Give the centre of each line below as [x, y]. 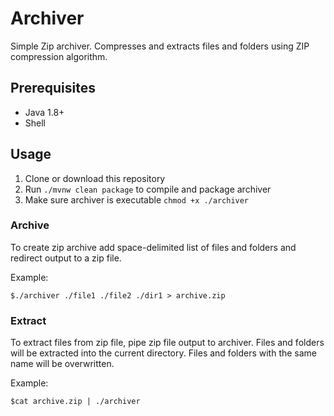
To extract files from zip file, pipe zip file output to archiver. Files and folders [167, 343]
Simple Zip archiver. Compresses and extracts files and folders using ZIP [160, 46]
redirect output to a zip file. [66, 258]
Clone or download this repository [95, 178]
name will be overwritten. [62, 364]
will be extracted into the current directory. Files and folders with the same [164, 353]
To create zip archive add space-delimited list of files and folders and [153, 247]
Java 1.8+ [44, 112]
